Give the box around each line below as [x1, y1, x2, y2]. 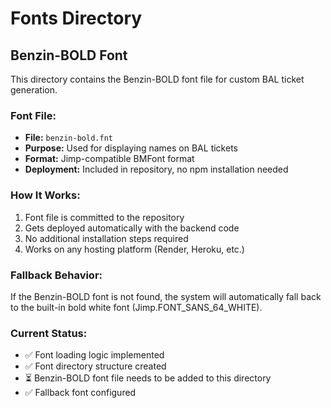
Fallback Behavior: [10, 268, 103, 282]
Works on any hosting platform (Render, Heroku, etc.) [24, 243, 245, 255]
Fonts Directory [10, 7, 143, 30]
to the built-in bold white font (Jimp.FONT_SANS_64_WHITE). [10, 301, 263, 313]
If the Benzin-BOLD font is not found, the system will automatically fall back [10, 290, 322, 302]
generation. [10, 84, 58, 96]
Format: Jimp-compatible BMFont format [24, 153, 195, 165]
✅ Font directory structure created [24, 360, 167, 372]
